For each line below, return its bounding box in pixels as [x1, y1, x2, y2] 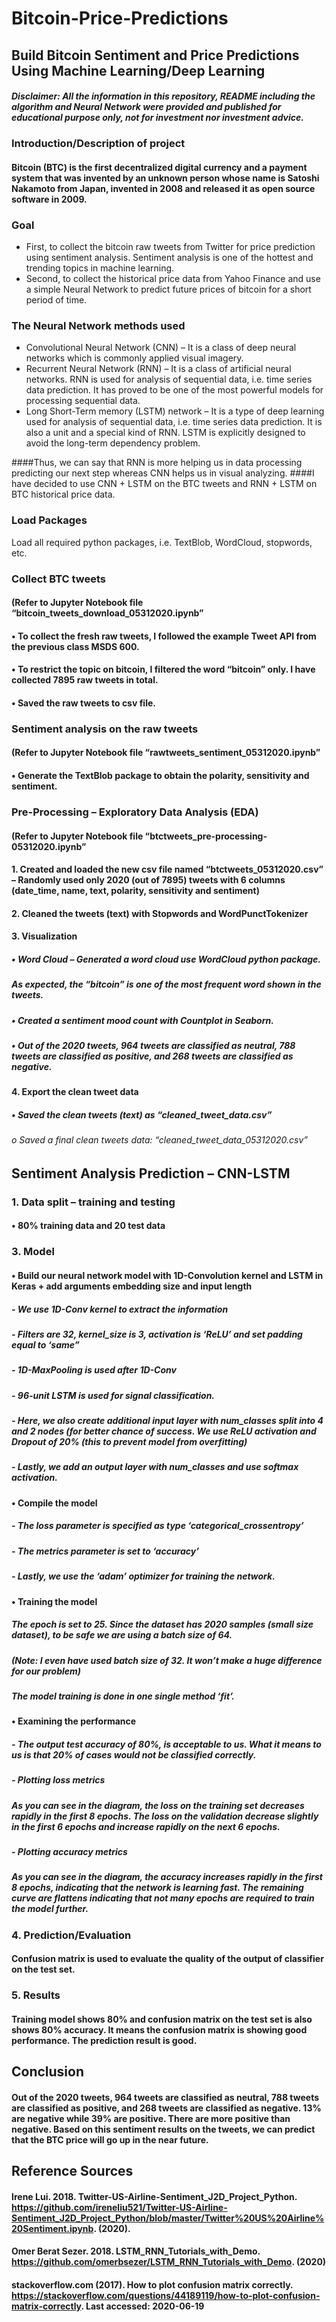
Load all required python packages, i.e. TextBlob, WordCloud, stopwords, [11, 536, 313, 548]
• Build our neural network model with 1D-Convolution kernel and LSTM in [11, 1269, 324, 1281]
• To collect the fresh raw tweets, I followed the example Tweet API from [11, 630, 317, 642]
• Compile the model [11, 1497, 98, 1509]
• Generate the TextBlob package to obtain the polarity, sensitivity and [11, 769, 310, 781]
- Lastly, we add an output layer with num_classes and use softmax [11, 1461, 299, 1473]
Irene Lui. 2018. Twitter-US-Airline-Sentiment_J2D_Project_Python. [11, 2190, 298, 2202]
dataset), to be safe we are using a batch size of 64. [11, 1629, 233, 1641]
